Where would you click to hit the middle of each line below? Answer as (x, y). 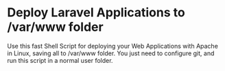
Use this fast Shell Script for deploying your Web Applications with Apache (113, 46)
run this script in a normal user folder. (60, 60)
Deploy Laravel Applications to (96, 13)
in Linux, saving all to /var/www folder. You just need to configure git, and (111, 53)
